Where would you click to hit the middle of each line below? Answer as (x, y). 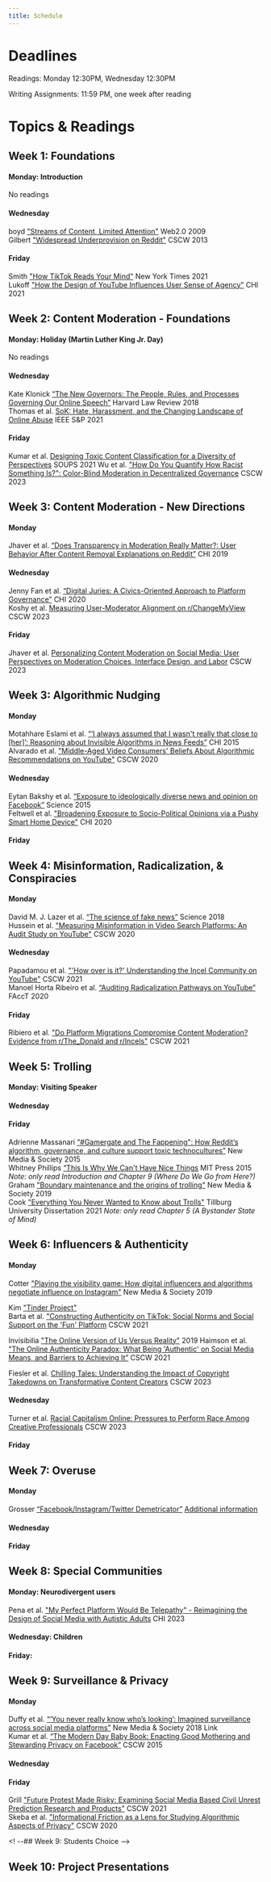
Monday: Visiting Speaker (53, 1087)
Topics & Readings (72, 126)
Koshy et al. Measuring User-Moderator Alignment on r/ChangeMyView (127, 607)
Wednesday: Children (46, 1637)
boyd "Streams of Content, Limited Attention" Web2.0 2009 (107, 231)
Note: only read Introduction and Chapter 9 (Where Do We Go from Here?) (132, 1176)
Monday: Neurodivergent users (62, 1592)
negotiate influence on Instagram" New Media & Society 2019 (110, 1292)
